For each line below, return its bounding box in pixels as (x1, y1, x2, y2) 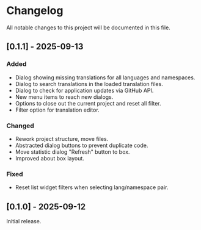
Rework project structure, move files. (15, 135, 109, 142)
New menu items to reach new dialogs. (15, 93, 114, 101)
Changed (6, 121, 35, 130)
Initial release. (6, 218, 42, 225)
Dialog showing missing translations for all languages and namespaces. (15, 74, 196, 81)
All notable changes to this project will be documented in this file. (6, 24, 171, 31)
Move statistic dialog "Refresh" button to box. (15, 148, 130, 156)
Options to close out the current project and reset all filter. (15, 99, 161, 107)
